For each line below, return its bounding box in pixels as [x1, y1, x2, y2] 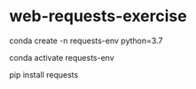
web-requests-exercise [9, 6, 188, 26]
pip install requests [9, 69, 79, 80]
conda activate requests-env [9, 52, 115, 63]
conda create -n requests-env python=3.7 [9, 35, 163, 46]
